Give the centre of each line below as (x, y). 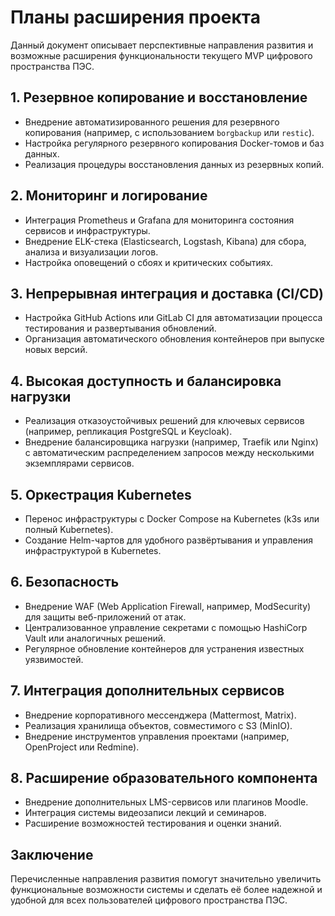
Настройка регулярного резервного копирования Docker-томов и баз (174, 143)
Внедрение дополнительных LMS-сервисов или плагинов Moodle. (166, 802)
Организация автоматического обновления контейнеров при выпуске (174, 339)
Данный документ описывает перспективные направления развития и (162, 45)
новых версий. (56, 350)
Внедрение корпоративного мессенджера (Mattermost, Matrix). (160, 715)
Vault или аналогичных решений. (95, 638)
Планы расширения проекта (135, 17)
